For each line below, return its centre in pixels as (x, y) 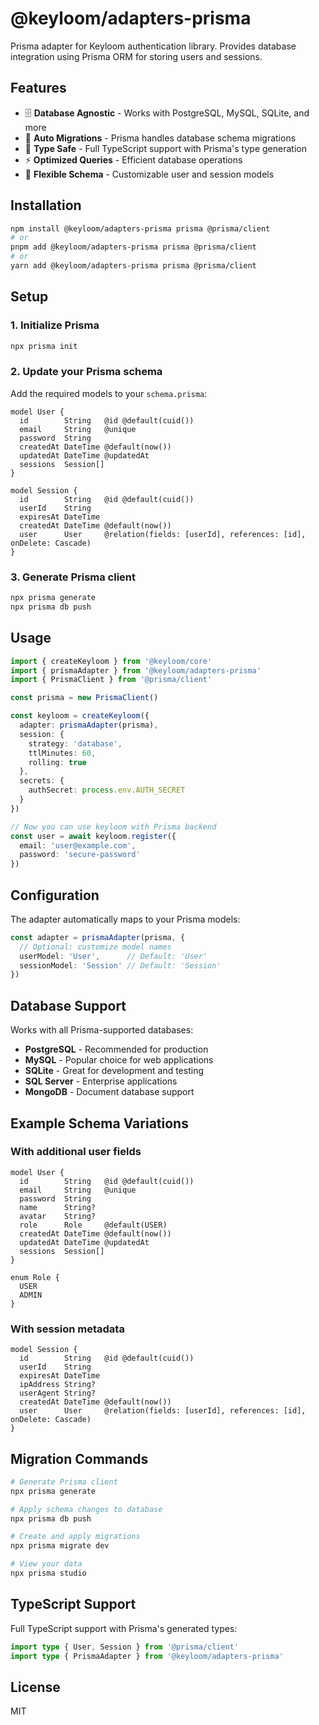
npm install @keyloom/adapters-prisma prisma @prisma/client (140, 228)
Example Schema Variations (99, 1123)
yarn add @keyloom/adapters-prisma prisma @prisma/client (133, 266)
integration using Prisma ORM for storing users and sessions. (136, 56)
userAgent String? (58, 1393)
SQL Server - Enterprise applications (101, 1081)
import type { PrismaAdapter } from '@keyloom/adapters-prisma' (147, 1656)
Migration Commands (79, 1458)
